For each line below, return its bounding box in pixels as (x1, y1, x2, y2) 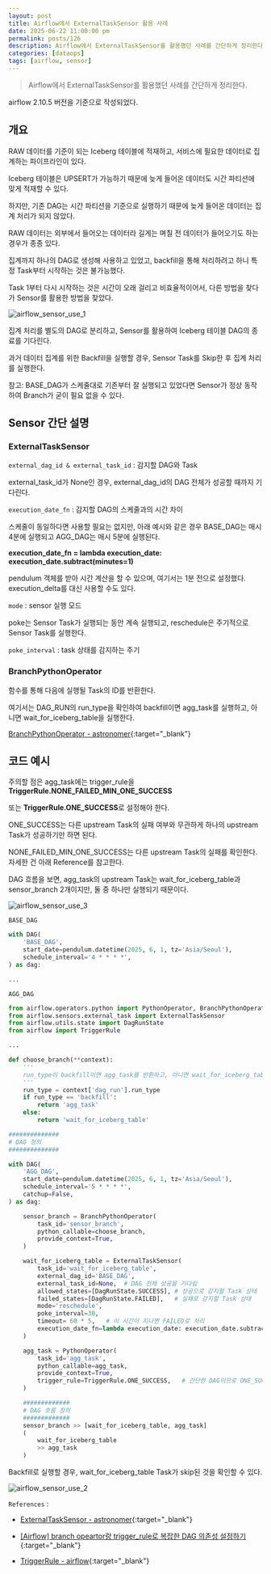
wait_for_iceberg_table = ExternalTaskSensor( (23, 1257, 182, 1265)
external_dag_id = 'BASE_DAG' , (37, 1272, 135, 1280)
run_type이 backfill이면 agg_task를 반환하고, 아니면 (23, 1070, 189, 1079)
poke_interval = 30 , (37, 1310, 99, 1318)
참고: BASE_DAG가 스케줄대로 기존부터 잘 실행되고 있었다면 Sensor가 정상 (8, 380, 243, 390)
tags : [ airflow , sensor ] (8, 57, 92, 65)
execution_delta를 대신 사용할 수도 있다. (8, 584, 136, 593)
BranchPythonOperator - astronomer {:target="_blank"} (8, 728, 191, 738)
